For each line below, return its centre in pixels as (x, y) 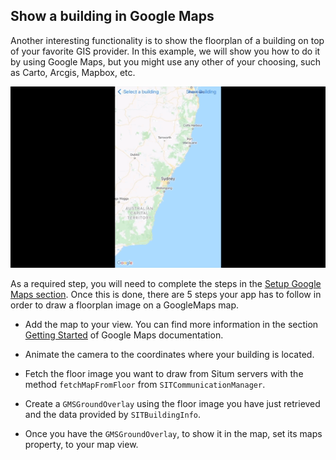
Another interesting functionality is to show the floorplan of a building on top (167, 40)
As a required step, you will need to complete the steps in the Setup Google (166, 283)
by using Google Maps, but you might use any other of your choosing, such (166, 61)
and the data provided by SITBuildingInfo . (113, 414)
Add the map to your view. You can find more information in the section (171, 324)
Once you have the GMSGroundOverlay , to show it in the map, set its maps (173, 433)
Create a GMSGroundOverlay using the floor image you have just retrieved (172, 403)
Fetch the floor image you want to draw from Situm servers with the (164, 373)
